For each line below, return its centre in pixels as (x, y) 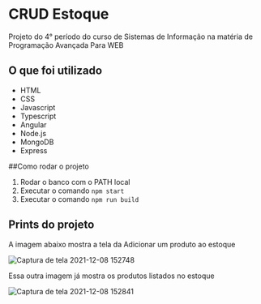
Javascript (38, 107)
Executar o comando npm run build (79, 199)
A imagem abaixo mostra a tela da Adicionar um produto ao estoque (122, 244)
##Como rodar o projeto (49, 166)
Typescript (38, 116)
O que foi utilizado (56, 71)
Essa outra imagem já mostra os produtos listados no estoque (111, 276)
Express (34, 150)
